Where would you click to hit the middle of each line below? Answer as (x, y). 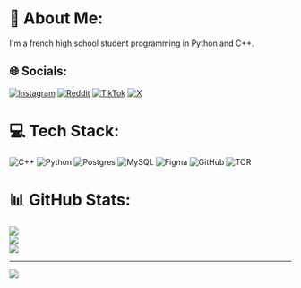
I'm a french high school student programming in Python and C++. (132, 43)
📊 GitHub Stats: (70, 200)
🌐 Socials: (39, 71)
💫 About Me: (56, 18)
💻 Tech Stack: (64, 131)
